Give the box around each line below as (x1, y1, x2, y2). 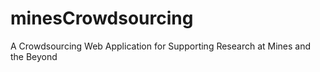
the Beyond (10, 50, 58, 62)
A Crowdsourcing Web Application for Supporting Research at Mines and (10, 40, 312, 52)
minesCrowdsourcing (10, 7, 194, 30)
